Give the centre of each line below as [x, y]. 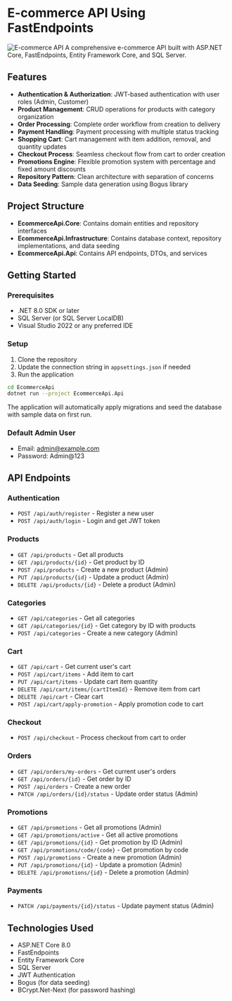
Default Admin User [41, 433]
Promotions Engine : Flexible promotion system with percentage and [116, 161]
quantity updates [42, 147]
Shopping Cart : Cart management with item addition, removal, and [114, 139]
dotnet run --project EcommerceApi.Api [66, 394]
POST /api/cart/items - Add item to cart [76, 674]
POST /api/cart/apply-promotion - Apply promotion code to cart [110, 704]
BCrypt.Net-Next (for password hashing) [76, 990]
